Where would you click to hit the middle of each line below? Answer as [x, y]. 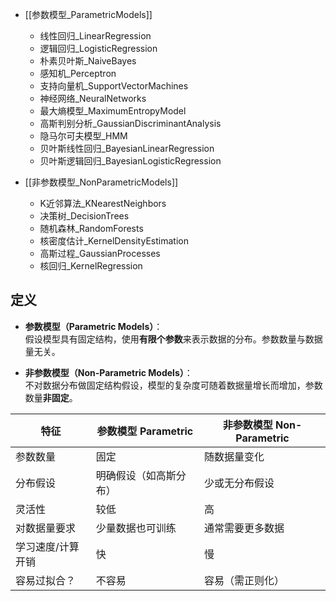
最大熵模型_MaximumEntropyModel [113, 111]
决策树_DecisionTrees [84, 216]
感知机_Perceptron [78, 73]
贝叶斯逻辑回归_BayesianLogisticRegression [130, 161]
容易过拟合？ [46, 580]
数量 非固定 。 [51, 397]
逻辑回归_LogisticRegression [98, 48]
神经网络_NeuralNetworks [93, 98]
